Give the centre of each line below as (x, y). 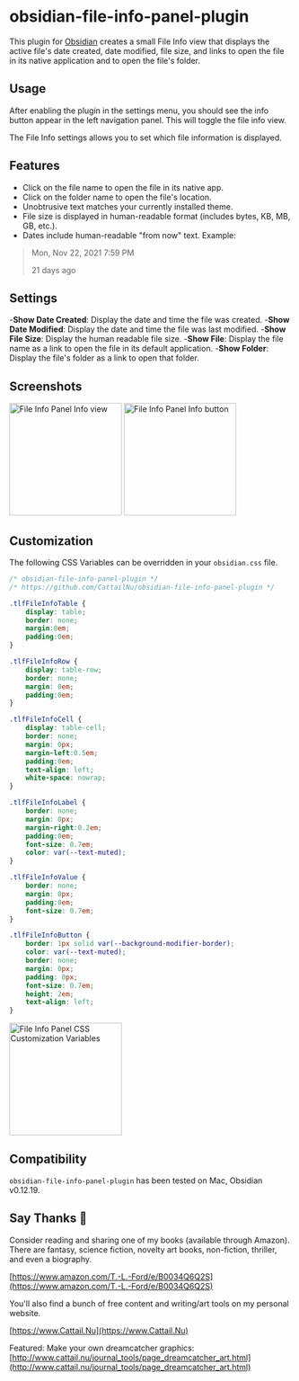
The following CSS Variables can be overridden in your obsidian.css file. (144, 562)
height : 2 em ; (50, 994)
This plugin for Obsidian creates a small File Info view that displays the (140, 41)
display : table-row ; (64, 670)
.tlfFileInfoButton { (50, 936)
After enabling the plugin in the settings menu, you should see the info (139, 111)
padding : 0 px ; (52, 977)
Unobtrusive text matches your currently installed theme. (128, 206)
